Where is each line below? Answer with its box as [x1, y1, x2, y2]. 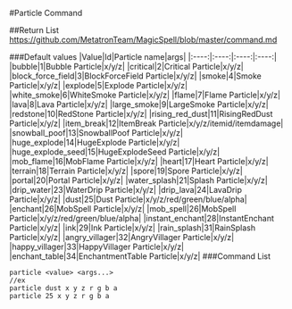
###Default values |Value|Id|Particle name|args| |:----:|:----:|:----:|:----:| [9, 52, 277, 62]
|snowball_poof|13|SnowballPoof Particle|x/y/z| [9, 128, 183, 138]
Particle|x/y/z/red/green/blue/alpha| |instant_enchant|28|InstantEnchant [9, 213, 274, 223]
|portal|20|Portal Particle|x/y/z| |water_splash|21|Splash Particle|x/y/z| [9, 175, 268, 186]
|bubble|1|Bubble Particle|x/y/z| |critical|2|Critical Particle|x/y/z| [9, 62, 244, 71]
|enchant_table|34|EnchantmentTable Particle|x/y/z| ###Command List [9, 251, 271, 262]
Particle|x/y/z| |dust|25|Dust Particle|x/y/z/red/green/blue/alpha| [9, 194, 247, 205]
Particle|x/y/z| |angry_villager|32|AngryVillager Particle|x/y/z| [9, 232, 235, 242]
